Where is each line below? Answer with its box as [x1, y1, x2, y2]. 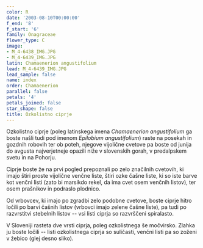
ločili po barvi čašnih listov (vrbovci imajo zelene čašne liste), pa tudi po [6, 203, 187, 211]
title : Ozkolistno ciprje [6, 111, 72, 117]
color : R [6, 9, 29, 15]
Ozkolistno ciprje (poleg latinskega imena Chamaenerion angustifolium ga [6, 128, 193, 135]
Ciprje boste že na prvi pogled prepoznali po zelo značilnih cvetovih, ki [6, 166, 184, 173]
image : [6, 43, 23, 49]
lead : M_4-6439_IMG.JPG [6, 65, 67, 72]
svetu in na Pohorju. [6, 154, 57, 161]
